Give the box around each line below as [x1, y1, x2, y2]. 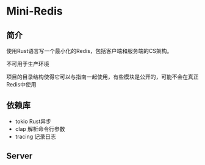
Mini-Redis [6, 4, 63, 18]
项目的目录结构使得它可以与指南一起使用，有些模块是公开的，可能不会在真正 [6, 73, 199, 80]
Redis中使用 [6, 81, 37, 88]
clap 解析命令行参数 [15, 125, 65, 132]
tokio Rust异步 [15, 118, 52, 125]
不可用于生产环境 [6, 60, 49, 68]
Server [6, 151, 33, 161]
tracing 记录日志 [15, 133, 56, 140]
